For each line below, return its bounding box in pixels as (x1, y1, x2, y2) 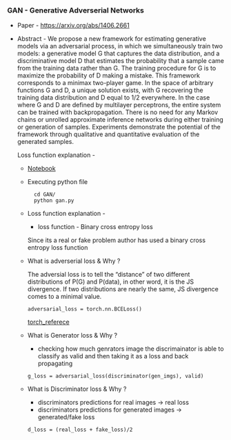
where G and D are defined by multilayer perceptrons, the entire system (17, 101, 221, 109)
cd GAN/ (33, 191, 57, 199)
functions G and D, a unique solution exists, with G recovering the (17, 86, 203, 95)
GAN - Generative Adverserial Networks (7, 6, 145, 15)
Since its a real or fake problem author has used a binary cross (27, 236, 205, 244)
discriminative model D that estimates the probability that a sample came (17, 57, 224, 65)
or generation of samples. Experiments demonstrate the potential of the (17, 123, 221, 131)
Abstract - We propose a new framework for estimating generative (17, 35, 207, 43)
